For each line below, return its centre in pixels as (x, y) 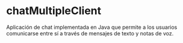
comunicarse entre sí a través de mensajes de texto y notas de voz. (90, 33)
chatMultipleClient (54, 11)
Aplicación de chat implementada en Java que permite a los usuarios (92, 27)
